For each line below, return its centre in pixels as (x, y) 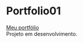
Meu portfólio (23, 27)
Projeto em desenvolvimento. (42, 33)
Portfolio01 (33, 11)
